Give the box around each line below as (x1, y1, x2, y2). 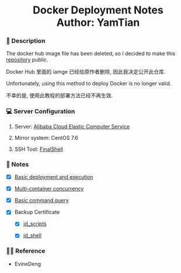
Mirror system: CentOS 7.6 (14, 134, 78, 141)
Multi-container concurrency (14, 185, 84, 192)
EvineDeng (14, 260, 41, 267)
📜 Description (6, 37, 46, 45)
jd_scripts (23, 220, 47, 227)
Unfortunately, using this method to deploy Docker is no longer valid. (6, 80, 172, 87)
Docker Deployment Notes (33, 4, 163, 17)
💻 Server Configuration (6, 108, 75, 116)
